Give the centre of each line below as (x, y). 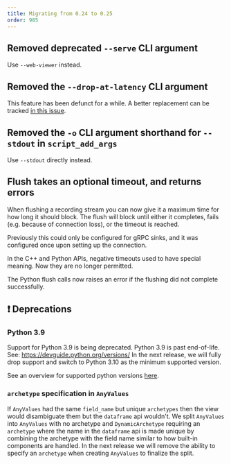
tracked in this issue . (37, 111)
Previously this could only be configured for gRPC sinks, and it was (103, 237)
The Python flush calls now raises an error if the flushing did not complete (113, 279)
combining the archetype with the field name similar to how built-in (103, 438)
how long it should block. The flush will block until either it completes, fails (113, 216)
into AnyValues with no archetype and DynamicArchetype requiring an (104, 423)
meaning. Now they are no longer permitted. (70, 266)
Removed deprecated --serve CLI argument (103, 48)
